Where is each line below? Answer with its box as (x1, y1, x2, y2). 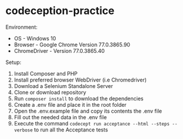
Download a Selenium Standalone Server (13, 82, 113, 89)
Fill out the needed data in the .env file (13, 113, 107, 121)
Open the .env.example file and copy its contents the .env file (13, 107, 162, 114)
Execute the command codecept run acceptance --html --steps (13, 120, 170, 127)
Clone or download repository (13, 89, 86, 96)
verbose (13, 127, 33, 133)
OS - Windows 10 (13, 35, 56, 42)
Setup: (5, 59, 22, 66)
